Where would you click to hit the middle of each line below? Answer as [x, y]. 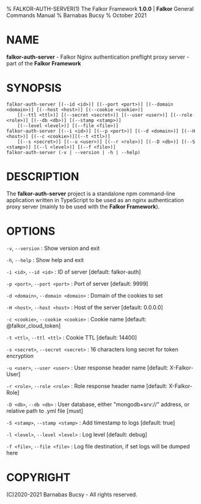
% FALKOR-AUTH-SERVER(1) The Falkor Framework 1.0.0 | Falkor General [100, 9]
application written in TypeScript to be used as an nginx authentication [95, 200]
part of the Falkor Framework [44, 63]
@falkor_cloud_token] [34, 326]
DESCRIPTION [43, 177]
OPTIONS [31, 231]
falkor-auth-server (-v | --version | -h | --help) [73, 152]
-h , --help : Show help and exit [45, 260]
